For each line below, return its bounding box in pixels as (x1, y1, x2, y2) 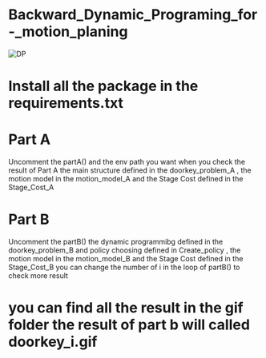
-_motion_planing (8, 22, 128, 41)
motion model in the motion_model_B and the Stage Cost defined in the (8, 254, 244, 263)
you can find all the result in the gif (8, 299, 244, 317)
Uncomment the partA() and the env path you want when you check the (8, 157, 246, 167)
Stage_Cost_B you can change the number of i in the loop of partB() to (8, 262, 240, 272)
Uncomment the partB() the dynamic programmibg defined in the (8, 237, 224, 246)
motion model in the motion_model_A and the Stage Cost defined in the (8, 174, 244, 184)
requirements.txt (8, 94, 124, 113)
